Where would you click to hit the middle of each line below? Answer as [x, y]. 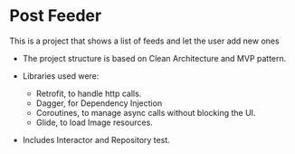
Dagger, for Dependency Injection [99, 103]
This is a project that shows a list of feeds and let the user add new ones [144, 41]
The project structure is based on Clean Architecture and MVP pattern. [154, 58]
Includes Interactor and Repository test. [96, 140]
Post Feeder [56, 16]
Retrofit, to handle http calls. [89, 93]
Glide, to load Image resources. [95, 122]
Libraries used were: [61, 76]
